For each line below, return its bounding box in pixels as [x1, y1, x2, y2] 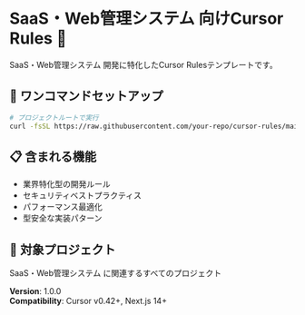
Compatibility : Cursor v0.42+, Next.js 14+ [9, 296, 168, 307]
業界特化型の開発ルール [22, 179, 111, 190]
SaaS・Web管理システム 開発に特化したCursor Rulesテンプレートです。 [9, 59, 279, 70]
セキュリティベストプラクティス [22, 190, 143, 201]
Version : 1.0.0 [9, 286, 62, 297]
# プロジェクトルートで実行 [9, 113, 100, 123]
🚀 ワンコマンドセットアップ [9, 88, 163, 104]
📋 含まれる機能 [9, 149, 97, 164]
